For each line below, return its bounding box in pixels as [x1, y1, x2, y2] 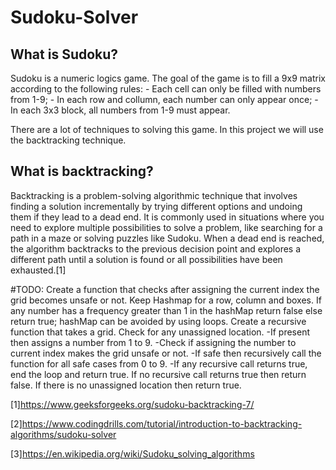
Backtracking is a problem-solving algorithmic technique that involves [10, 189, 298, 201]
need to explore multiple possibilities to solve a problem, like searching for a [10, 221, 323, 233]
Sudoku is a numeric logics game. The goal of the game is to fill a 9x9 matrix [10, 72, 326, 84]
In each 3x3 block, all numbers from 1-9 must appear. [10, 104, 231, 116]
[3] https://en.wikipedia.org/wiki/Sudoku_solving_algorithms [10, 447, 255, 460]
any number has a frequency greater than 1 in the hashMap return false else [10, 304, 323, 316]
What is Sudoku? [10, 46, 119, 63]
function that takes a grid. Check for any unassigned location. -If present [10, 326, 311, 338]
